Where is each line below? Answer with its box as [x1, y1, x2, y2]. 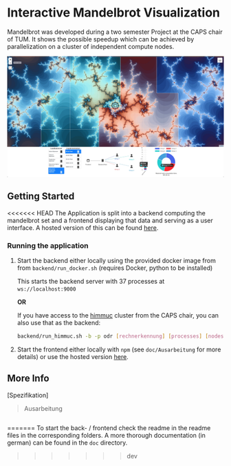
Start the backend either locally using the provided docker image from [16, 257, 217, 265]
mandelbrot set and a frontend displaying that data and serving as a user [7, 216, 213, 224]
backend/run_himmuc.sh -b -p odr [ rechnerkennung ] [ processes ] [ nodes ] [16, 333, 227, 340]
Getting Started [7, 191, 75, 202]
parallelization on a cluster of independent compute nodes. [7, 42, 175, 50]
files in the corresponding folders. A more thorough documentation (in [7, 431, 206, 439]
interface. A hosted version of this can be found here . [7, 223, 159, 232]
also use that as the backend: [16, 319, 101, 327]
